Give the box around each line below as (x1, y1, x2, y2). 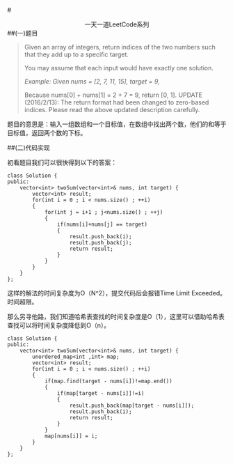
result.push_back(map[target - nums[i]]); (69, 402, 195, 409)
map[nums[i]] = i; (44, 433, 98, 440)
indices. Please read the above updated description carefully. (24, 106, 200, 114)
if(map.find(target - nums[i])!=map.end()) (44, 378, 172, 385)
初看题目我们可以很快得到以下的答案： (7, 158, 117, 167)
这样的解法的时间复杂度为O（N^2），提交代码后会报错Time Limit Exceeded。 (7, 289, 227, 297)
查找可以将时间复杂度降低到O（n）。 (7, 321, 110, 330)
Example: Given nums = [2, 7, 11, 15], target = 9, (24, 77, 160, 86)
